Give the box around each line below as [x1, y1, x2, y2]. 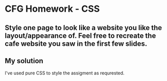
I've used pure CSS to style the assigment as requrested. [5, 70, 125, 76]
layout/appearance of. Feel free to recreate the [5, 31, 156, 40]
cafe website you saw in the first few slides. [5, 39, 148, 48]
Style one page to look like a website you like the [5, 23, 162, 32]
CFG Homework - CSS [5, 3, 100, 15]
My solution [5, 57, 44, 65]
